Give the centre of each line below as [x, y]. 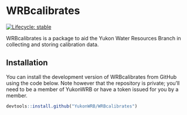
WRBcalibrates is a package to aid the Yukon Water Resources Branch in [94, 38]
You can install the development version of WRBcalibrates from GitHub [91, 76]
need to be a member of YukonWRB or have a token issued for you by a [92, 89]
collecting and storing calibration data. [52, 44]
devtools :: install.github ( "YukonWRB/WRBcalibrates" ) [72, 106]
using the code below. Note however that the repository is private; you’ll [93, 83]
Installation [27, 63]
